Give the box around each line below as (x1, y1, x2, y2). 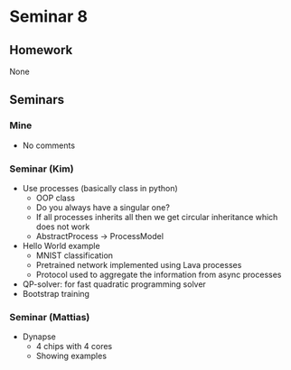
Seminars (9, 92, 65, 107)
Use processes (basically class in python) (22, 182, 178, 193)
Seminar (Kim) (9, 162, 74, 175)
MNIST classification (35, 250, 114, 261)
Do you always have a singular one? (35, 201, 170, 213)
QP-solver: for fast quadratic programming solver (22, 278, 206, 290)
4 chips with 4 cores (35, 341, 113, 352)
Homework (9, 42, 73, 58)
